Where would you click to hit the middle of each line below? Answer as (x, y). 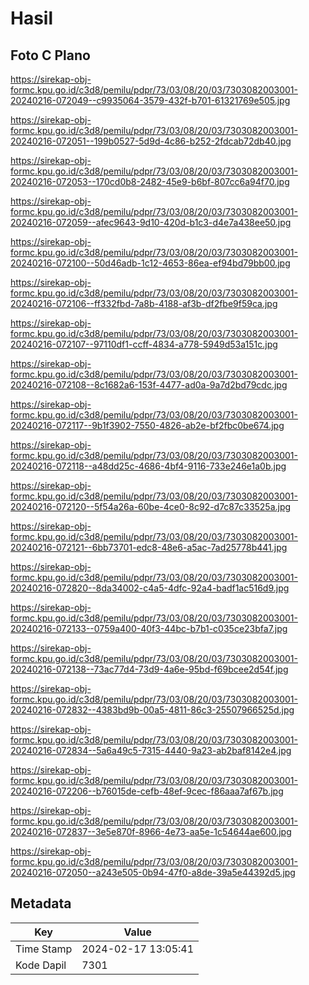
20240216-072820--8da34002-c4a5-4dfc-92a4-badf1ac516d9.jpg (150, 588)
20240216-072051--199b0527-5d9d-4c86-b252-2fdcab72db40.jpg (151, 141)
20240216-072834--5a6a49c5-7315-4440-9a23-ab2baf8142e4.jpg (151, 750)
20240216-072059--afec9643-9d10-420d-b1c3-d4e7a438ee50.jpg (151, 222)
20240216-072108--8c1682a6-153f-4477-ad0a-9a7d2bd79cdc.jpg (149, 385)
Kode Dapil (41, 965)
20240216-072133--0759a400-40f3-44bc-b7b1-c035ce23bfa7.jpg (149, 628)
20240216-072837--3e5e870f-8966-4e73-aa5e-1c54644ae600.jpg (151, 831)
